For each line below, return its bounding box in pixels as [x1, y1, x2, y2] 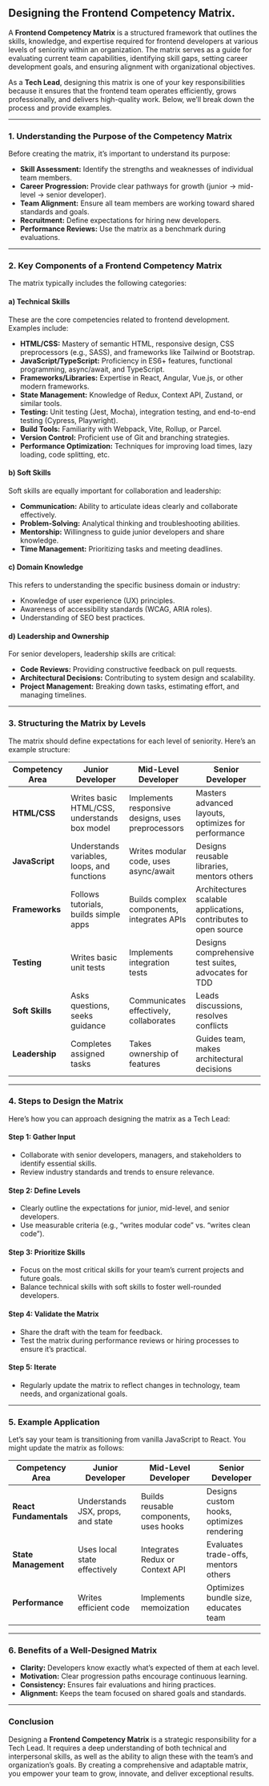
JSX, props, [77, 1506, 122, 1517]
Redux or [140, 1554, 175, 1565]
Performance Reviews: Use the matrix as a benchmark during [19, 224, 227, 234]
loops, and [70, 860, 110, 872]
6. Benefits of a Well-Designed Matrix [8, 1645, 158, 1656]
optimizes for [195, 817, 246, 828]
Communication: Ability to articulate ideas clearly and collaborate [19, 501, 239, 511]
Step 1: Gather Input [8, 1132, 76, 1142]
